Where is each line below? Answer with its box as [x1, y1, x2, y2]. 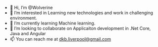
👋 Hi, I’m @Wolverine [9, 5, 53, 10]
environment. [9, 15, 37, 21]
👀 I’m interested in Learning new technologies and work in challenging [9, 10, 154, 16]
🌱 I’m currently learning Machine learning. [9, 20, 96, 26]
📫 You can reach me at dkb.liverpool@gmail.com [9, 36, 111, 42]
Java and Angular [9, 31, 46, 36]
